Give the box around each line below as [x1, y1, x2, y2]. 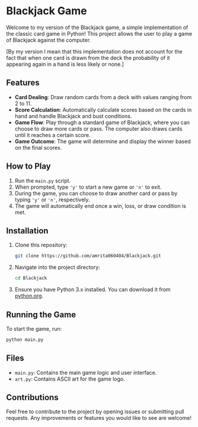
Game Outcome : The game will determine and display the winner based [14, 138, 191, 145]
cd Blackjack [14, 275, 47, 281]
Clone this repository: [14, 242, 68, 249]
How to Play [6, 162, 52, 172]
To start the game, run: [6, 325, 62, 332]
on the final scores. [14, 144, 62, 151]
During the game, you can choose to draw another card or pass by [14, 189, 178, 197]
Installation [6, 226, 49, 236]
